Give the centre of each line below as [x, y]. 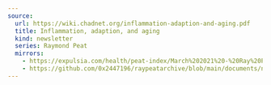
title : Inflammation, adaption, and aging [87, 31]
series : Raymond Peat [51, 46]
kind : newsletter [44, 38]
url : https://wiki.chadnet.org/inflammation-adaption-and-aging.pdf [133, 23]
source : [21, 16]
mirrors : [30, 53]
